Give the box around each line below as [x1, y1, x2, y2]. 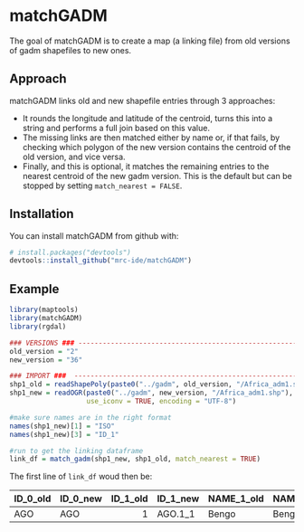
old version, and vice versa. [22, 151, 126, 162]
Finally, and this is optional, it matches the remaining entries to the [22, 160, 270, 172]
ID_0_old [14, 492, 52, 505]
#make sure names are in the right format [9, 413, 172, 422]
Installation [9, 206, 74, 222]
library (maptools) [9, 305, 79, 315]
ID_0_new [60, 492, 102, 505]
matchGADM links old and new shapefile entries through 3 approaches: [9, 95, 276, 106]
